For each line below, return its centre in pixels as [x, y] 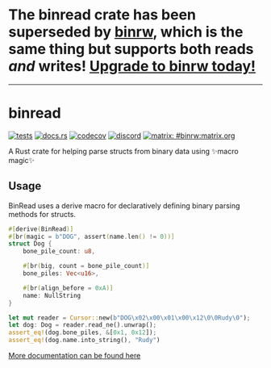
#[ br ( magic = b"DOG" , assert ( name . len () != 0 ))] [92, 236]
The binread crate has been [102, 15]
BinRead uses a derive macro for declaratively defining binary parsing [124, 205]
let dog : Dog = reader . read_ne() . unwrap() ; [83, 325]
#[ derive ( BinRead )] [41, 229]
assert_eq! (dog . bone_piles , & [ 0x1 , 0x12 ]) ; [83, 332]
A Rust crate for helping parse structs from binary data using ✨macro [124, 151]
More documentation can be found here [75, 356]
